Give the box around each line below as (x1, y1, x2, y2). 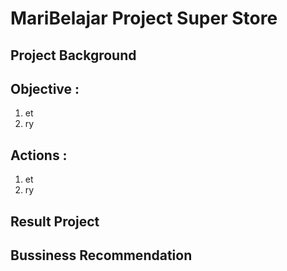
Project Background (10, 47, 137, 64)
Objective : (10, 80, 80, 97)
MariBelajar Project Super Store (10, 7, 278, 30)
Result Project (10, 213, 100, 230)
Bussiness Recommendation (10, 247, 193, 264)
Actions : (10, 147, 68, 164)
